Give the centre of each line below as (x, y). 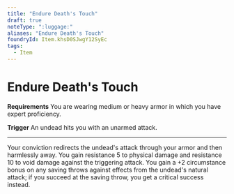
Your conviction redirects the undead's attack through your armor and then (115, 147)
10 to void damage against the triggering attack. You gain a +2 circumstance (117, 162)
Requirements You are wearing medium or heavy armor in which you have (114, 106)
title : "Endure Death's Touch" (53, 14)
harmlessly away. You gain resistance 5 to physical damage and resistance (115, 155)
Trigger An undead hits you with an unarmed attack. (83, 127)
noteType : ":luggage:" (40, 27)
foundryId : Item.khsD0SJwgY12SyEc (57, 40)
